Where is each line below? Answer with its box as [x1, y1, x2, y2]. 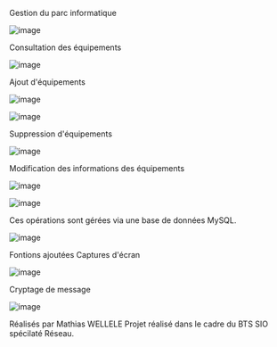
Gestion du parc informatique [9, 8, 118, 18]
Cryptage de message [9, 285, 91, 294]
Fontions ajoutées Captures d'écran [9, 250, 141, 260]
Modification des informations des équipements [9, 163, 185, 173]
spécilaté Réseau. [9, 328, 75, 338]
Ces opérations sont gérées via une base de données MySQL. [9, 215, 237, 226]
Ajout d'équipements [9, 77, 86, 87]
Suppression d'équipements [9, 128, 113, 139]
